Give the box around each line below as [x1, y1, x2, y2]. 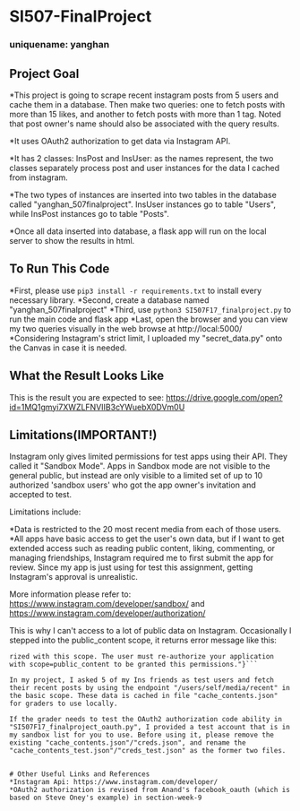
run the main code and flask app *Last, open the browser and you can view [9, 314, 288, 324]
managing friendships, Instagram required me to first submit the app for [9, 553, 274, 564]
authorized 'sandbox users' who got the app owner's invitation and [9, 479, 257, 490]
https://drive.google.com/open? [165, 392, 284, 402]
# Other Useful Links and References [9, 770, 150, 779]
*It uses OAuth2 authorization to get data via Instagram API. [9, 135, 231, 146]
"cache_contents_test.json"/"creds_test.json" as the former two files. [9, 746, 287, 755]
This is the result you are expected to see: [9, 392, 164, 402]
